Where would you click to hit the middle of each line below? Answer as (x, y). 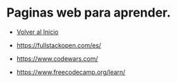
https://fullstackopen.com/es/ (59, 45)
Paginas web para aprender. (88, 13)
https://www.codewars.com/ (57, 58)
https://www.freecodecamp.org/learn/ (71, 72)
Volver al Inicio (37, 32)
